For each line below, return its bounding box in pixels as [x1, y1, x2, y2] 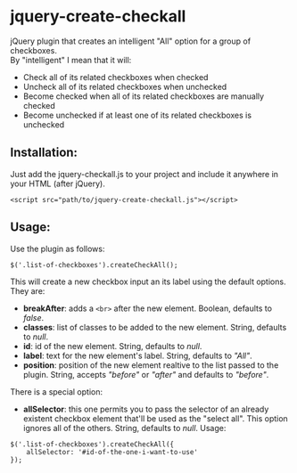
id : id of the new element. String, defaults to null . [22, 340, 202, 351]
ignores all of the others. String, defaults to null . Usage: [22, 422, 227, 433]
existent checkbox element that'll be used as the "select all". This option [22, 412, 288, 424]
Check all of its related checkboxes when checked [22, 71, 209, 82]
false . [22, 312, 45, 322]
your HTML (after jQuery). [10, 178, 105, 189]
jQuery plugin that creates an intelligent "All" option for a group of [10, 36, 252, 46]
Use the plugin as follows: [10, 243, 105, 254]
